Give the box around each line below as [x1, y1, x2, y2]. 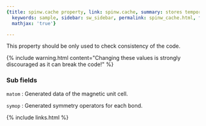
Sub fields [6, 76, 37, 84]
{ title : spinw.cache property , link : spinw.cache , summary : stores [6, 9, 183, 15]
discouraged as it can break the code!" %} [6, 61, 114, 68]
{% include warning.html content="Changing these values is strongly [6, 54, 181, 62]
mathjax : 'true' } [12, 20, 56, 26]
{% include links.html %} [6, 114, 69, 121]
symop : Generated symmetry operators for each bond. [6, 102, 143, 109]
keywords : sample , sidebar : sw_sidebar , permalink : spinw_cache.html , [12, 15, 196, 21]
